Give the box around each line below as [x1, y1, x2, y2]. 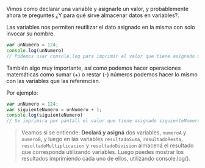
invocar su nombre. [6, 30, 55, 37]
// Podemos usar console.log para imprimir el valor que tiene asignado [6, 53, 195, 59]
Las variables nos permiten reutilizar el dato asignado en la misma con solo [6, 24, 195, 31]
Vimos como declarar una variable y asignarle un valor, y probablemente [6, 5, 189, 12]
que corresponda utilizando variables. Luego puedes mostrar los [21, 148, 184, 156]
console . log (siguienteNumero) [6, 112, 84, 119]
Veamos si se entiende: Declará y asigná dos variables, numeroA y [21, 129, 187, 136]
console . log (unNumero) [6, 47, 64, 54]
